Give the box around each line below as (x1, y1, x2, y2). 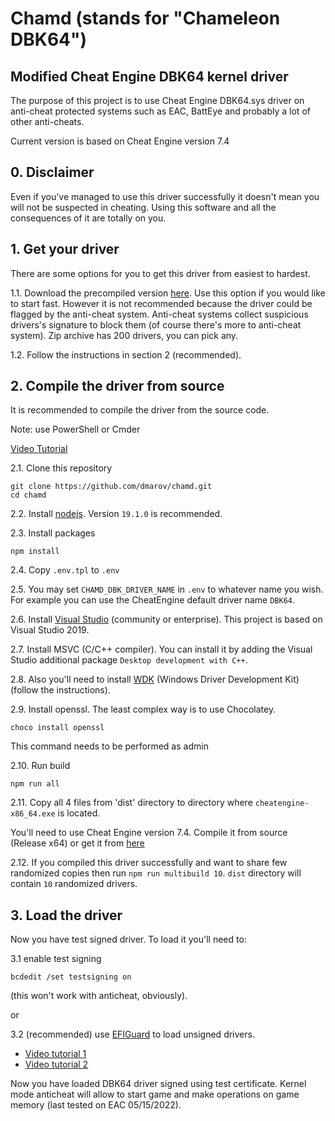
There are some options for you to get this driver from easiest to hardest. (10, 267, 311, 279)
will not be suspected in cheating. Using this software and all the (10, 201, 277, 213)
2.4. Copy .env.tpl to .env (10, 564, 120, 576)
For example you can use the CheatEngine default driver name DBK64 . (10, 594, 296, 606)
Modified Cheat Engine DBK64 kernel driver (10, 68, 289, 85)
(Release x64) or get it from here (10, 837, 145, 849)
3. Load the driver (10, 907, 123, 924)
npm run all (10, 779, 60, 789)
